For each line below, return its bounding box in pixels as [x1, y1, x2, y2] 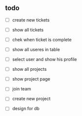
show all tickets [12, 27, 44, 32]
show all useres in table [12, 47, 60, 52]
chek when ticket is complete [12, 36, 72, 42]
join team [12, 86, 31, 92]
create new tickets [12, 17, 50, 23]
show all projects [12, 66, 47, 72]
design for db [12, 106, 40, 112]
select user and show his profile [12, 57, 77, 62]
